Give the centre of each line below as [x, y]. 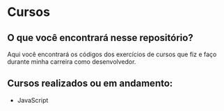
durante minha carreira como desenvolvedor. [72, 62]
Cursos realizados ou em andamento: [90, 84]
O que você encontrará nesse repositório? [100, 38]
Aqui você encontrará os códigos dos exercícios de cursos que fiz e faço [112, 54]
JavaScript [33, 100]
